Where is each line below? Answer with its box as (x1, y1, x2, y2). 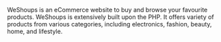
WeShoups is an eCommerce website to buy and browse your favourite (7, 6, 208, 14)
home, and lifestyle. (7, 27, 63, 35)
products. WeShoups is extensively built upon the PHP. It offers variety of (7, 13, 214, 21)
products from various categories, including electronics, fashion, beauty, (7, 20, 212, 28)
